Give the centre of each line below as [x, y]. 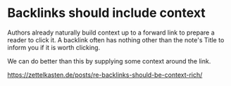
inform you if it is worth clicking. [54, 47]
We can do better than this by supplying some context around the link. [109, 61]
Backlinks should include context [106, 13]
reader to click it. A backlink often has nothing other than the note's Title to [116, 39]
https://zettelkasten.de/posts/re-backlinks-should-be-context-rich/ [105, 75]
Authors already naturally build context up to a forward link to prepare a [111, 32]
